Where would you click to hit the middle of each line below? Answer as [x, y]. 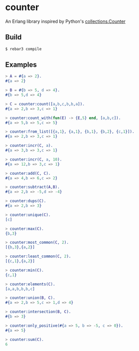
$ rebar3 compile [24, 49]
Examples [21, 65]
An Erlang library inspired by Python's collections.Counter [65, 21]
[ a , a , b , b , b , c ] [20, 289]
